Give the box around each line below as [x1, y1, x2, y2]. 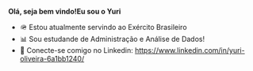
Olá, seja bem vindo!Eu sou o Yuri [8, 7, 121, 16]
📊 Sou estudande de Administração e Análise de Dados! [19, 35, 205, 43]
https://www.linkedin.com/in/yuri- [134, 46, 245, 54]
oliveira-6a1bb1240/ [19, 54, 85, 63]
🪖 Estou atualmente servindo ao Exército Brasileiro [19, 23, 188, 32]
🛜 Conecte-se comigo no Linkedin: [19, 46, 133, 54]
